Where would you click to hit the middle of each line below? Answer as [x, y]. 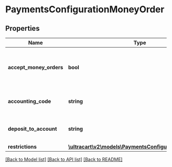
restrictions [22, 147]
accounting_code [29, 101]
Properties [23, 28]
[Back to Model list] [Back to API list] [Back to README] [64, 159]
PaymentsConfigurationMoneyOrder [85, 9]
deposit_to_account [33, 129]
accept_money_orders [36, 67]
